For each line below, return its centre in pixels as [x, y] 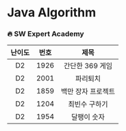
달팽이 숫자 [88, 117]
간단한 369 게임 [88, 66]
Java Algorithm [52, 13]
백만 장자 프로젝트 [88, 91]
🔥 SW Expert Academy [46, 34]
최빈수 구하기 [88, 104]
